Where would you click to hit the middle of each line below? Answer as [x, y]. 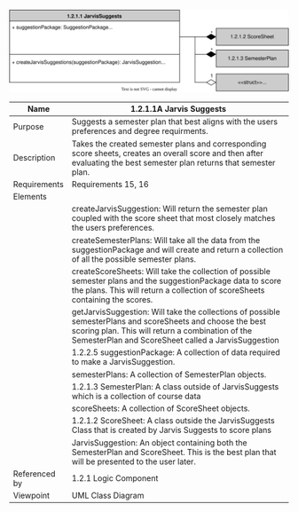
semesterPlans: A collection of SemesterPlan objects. [169, 374]
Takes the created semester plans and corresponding [169, 144]
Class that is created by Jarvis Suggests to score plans [172, 430]
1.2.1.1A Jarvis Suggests [178, 109]
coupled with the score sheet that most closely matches [173, 218]
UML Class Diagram [108, 496]
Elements [30, 197]
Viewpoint [31, 496]
